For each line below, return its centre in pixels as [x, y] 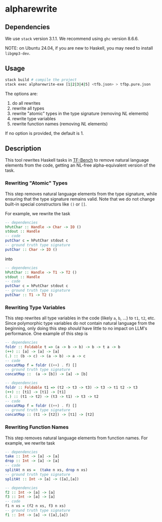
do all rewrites [26, 103]
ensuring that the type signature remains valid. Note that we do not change [80, 199]
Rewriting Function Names [37, 427]
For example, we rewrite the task [38, 213]
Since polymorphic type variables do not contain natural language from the [80, 323]
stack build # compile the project [41, 80]
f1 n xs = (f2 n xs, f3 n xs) [36, 506]
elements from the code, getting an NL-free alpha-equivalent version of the [80, 165]
